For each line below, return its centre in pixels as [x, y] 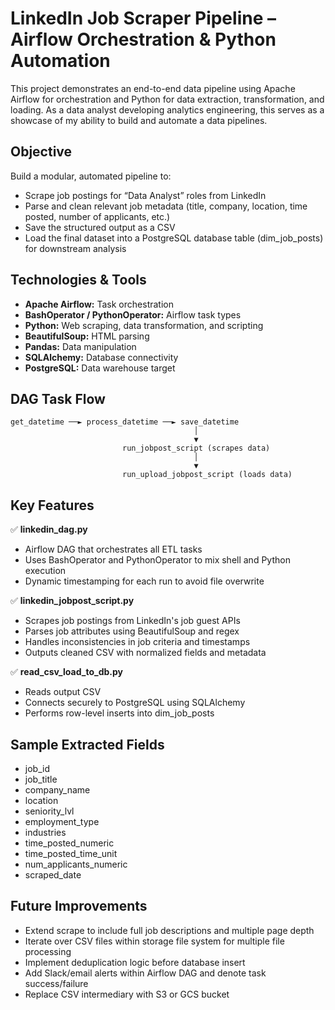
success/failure [56, 983]
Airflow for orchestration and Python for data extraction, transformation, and [167, 99]
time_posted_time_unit [71, 853]
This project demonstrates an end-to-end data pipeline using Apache [153, 88]
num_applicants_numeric [76, 864]
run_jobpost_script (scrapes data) [196, 448]
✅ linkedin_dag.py [49, 529]
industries [45, 832]
